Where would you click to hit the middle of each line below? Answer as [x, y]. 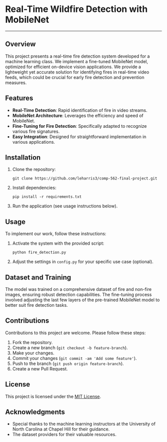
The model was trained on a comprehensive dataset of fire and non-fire [78, 289]
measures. [16, 83]
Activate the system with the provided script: [58, 243]
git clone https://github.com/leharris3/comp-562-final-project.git [85, 178]
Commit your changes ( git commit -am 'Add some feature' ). [75, 358]
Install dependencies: [34, 188]
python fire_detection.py [39, 253]
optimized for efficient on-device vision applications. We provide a [73, 67]
